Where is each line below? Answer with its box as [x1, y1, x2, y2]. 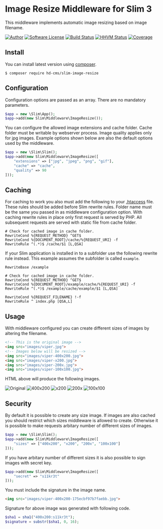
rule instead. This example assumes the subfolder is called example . [5, 255, 140, 261]
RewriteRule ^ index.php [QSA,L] [5, 299, 73, 304]
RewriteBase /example [5, 265, 49, 270]
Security [5, 399, 32, 408]
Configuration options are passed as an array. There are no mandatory [5, 97, 146, 103]
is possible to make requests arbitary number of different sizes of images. [5, 423, 153, 429]
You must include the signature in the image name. [5, 487, 107, 493]
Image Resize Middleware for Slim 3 [5, 3, 152, 15]
